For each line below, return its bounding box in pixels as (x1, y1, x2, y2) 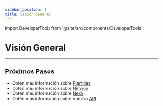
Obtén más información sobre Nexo (12, 90, 83, 96)
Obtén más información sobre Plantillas (12, 80, 91, 86)
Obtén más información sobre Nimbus (12, 86, 88, 91)
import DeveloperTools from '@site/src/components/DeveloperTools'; (5, 25, 144, 31)
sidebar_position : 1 (5, 7, 47, 12)
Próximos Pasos (5, 67, 55, 75)
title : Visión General (5, 12, 51, 17)
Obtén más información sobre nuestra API (12, 96, 96, 102)
